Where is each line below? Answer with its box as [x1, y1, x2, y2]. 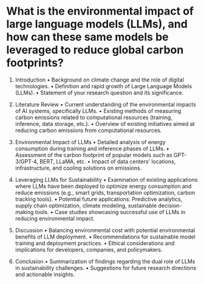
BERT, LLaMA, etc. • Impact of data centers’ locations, [39, 158, 176, 165]
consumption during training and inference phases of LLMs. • [15, 145, 170, 152]
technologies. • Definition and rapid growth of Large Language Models [15, 82, 192, 89]
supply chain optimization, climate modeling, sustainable [15, 202, 157, 209]
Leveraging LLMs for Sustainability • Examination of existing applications [15, 176, 198, 183]
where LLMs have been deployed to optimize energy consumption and [15, 182, 192, 190]
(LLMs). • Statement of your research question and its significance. [15, 89, 184, 96]
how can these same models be [6, 30, 169, 44]
